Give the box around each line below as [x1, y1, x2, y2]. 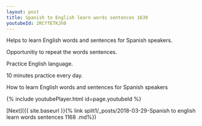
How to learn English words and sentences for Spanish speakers [6, 84, 169, 91]
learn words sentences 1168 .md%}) [6, 113, 97, 121]
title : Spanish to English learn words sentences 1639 [6, 15, 148, 21]
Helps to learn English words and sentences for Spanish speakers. [6, 37, 173, 44]
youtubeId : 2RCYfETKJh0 [6, 20, 67, 26]
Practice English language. [6, 60, 73, 67]
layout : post [6, 8, 40, 15]
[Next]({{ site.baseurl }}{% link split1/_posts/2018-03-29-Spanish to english [6, 107, 196, 114]
